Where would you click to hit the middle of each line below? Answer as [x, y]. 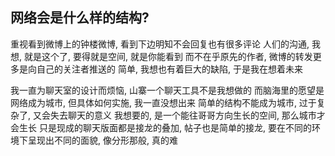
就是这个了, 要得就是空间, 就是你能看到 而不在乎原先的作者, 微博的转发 [168, 56]
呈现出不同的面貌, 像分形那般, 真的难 [102, 140]
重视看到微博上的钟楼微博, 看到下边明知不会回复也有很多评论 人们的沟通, [160, 44]
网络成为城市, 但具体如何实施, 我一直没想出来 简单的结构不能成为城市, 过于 [163, 102]
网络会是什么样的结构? [80, 18]
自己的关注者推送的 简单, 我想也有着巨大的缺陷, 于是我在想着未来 [169, 69]
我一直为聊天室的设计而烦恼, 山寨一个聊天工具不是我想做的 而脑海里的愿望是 [167, 90]
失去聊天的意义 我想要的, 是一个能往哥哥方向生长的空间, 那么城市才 [187, 115]
